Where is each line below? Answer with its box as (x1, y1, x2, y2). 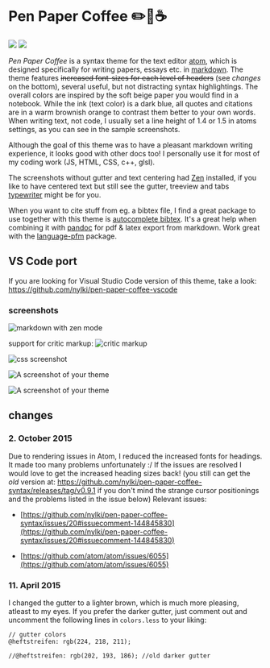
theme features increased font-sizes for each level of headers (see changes (8, 73, 261, 82)
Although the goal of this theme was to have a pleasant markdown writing (8, 139, 253, 150)
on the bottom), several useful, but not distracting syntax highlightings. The (8, 81, 259, 91)
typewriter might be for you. (8, 189, 102, 199)
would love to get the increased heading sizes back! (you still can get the (8, 468, 251, 478)
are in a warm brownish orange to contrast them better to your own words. (8, 107, 256, 117)
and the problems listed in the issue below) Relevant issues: (8, 494, 207, 504)
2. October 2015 (8, 433, 73, 444)
